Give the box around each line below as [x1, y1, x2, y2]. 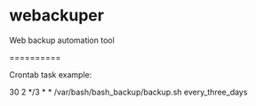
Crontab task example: [9, 69, 92, 80]
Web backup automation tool [9, 35, 116, 45]
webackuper [9, 5, 105, 26]
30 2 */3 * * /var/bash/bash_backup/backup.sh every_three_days [9, 86, 248, 97]
